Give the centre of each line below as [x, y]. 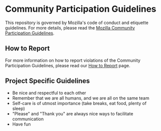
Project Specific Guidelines [47, 81]
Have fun [21, 124]
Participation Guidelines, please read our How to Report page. [68, 65]
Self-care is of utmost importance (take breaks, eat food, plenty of [79, 103]
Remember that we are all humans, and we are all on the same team [81, 98]
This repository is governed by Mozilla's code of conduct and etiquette [77, 23]
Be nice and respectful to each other [49, 93]
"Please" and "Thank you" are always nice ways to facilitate [73, 113]
